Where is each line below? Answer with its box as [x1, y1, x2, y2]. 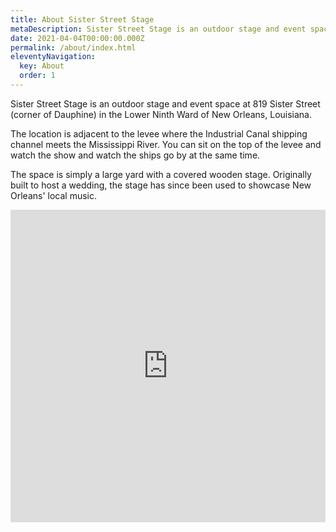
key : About [19, 61, 65, 71]
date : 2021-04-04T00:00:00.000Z [10, 33, 145, 43]
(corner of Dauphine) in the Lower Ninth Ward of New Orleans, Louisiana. [10, 108, 313, 120]
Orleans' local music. [10, 189, 98, 201]
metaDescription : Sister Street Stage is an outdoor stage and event [10, 24, 307, 34]
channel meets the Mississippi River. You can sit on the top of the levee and [10, 138, 322, 150]
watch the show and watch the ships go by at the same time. [10, 149, 261, 161]
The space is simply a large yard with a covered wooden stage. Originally [10, 168, 312, 180]
